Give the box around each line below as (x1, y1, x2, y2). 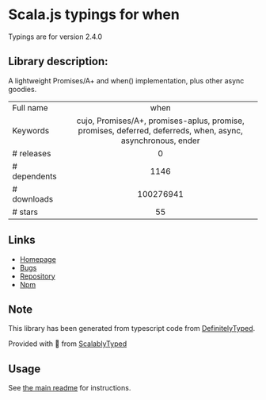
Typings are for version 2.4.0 (8, 32, 103, 41)
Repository (19, 271, 55, 281)
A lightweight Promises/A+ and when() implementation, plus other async (8, 75, 245, 85)
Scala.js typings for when (8, 6, 180, 24)
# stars (12, 206, 38, 217)
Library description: (8, 55, 108, 68)
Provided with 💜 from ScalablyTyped (8, 339, 127, 348)
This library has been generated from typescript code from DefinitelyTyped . (8, 324, 256, 333)
